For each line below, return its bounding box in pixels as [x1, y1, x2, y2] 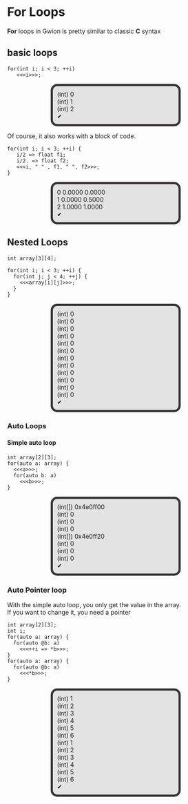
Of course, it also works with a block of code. [7, 132, 136, 140]
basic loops [7, 47, 58, 59]
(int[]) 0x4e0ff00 [56, 502, 105, 511]
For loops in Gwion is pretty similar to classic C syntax [7, 27, 161, 35]
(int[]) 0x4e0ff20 [56, 532, 105, 540]
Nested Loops [7, 236, 69, 249]
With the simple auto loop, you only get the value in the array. [7, 600, 181, 609]
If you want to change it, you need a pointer [7, 608, 131, 616]
